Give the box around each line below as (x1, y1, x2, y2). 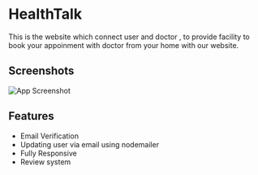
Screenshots (8, 64, 75, 78)
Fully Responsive (19, 148, 77, 158)
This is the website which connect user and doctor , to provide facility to (8, 32, 250, 42)
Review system (19, 156, 71, 167)
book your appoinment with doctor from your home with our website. (8, 40, 239, 50)
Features (8, 109, 54, 123)
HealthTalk (8, 5, 83, 24)
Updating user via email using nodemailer (19, 139, 160, 149)
